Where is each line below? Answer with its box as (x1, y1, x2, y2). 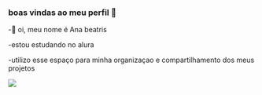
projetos (8, 64, 35, 73)
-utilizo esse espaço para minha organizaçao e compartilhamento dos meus (8, 55, 255, 65)
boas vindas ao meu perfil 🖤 (8, 7, 116, 18)
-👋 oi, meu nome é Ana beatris (8, 25, 108, 35)
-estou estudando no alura (8, 40, 94, 49)
